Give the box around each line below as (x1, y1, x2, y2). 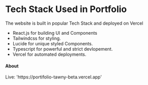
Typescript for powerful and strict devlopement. (12, 46, 113, 52)
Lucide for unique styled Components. (12, 40, 93, 46)
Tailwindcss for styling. (12, 35, 61, 41)
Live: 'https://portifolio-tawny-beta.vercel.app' (5, 74, 102, 80)
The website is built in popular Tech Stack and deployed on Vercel (5, 20, 143, 26)
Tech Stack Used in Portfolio (5, 4, 127, 15)
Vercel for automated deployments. (12, 51, 87, 57)
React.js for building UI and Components (12, 30, 98, 36)
